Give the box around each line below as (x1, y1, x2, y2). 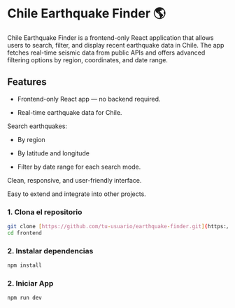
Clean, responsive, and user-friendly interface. (7, 176, 142, 184)
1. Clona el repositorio (7, 207, 83, 217)
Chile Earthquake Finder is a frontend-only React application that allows (7, 33, 214, 42)
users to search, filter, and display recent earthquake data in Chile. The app (7, 41, 225, 49)
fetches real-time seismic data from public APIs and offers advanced (7, 48, 206, 57)
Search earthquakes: (7, 122, 68, 130)
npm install (7, 262, 42, 269)
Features (7, 76, 47, 88)
